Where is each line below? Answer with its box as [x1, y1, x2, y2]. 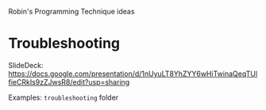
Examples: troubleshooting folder [8, 93, 119, 102]
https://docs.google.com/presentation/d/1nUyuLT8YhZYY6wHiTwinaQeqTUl [8, 69, 258, 78]
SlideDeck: [8, 60, 44, 70]
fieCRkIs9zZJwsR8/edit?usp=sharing [8, 77, 130, 86]
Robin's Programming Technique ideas [8, 7, 135, 16]
